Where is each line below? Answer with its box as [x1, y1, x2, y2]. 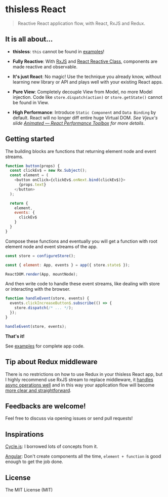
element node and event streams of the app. [5, 243, 98, 249]
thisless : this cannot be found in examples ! [12, 48, 105, 54]
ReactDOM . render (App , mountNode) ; [5, 272, 78, 277]
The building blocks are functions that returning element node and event [5, 148, 156, 154]
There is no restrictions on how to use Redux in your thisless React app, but [5, 371, 163, 377]
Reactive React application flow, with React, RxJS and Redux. [17, 20, 146, 26]
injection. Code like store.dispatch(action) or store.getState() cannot [12, 94, 163, 100]
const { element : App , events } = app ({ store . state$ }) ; [5, 262, 130, 267]
